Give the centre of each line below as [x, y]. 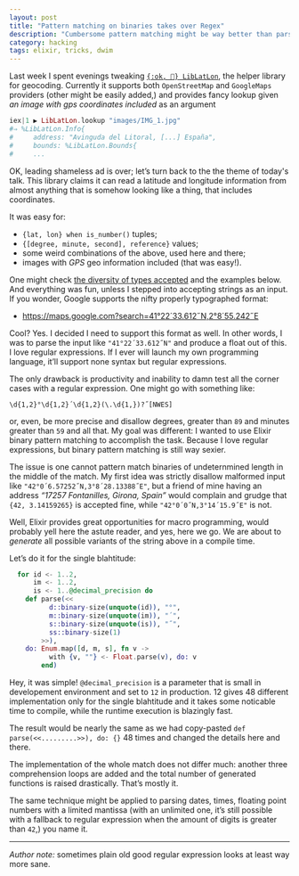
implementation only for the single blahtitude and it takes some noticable [142, 701]
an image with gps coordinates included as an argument [113, 104]
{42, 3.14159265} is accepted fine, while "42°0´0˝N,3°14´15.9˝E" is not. [141, 504]
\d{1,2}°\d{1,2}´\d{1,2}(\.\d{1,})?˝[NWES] [91, 405]
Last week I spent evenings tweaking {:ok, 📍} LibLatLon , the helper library [148, 76]
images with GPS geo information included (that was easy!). [132, 262]
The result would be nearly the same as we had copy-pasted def [128, 728]
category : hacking [43, 42]
